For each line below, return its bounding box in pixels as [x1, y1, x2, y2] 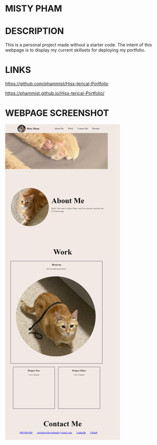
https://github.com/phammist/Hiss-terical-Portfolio [5, 81, 109, 87]
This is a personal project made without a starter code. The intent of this [5, 42, 152, 48]
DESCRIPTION [5, 26, 64, 37]
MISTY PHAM [5, 3, 63, 14]
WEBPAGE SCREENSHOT [5, 108, 110, 119]
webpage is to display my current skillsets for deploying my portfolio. [5, 47, 146, 53]
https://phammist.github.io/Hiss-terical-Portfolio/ [5, 90, 105, 96]
